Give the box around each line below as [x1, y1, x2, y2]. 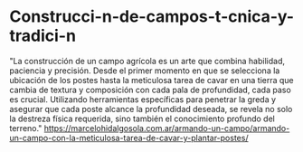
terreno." [9, 122, 43, 133]
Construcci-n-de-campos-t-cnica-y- [9, 6, 295, 27]
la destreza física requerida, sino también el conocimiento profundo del [9, 113, 276, 124]
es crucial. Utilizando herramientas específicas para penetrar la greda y [9, 93, 277, 105]
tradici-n [9, 25, 77, 46]
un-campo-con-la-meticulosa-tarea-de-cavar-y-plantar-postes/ [9, 132, 249, 143]
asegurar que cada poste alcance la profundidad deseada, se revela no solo [9, 103, 293, 114]
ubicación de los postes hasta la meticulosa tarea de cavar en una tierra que [9, 74, 294, 85]
